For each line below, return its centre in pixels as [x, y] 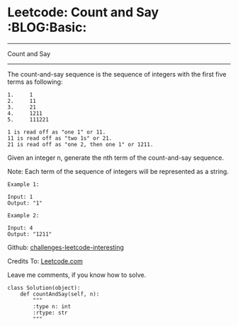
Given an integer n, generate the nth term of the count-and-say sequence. [116, 158]
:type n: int [52, 306]
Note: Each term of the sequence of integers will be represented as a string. [118, 171]
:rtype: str [51, 313]
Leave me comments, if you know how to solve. [77, 275]
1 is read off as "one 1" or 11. [57, 132]
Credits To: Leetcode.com [45, 261]
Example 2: [23, 215]
